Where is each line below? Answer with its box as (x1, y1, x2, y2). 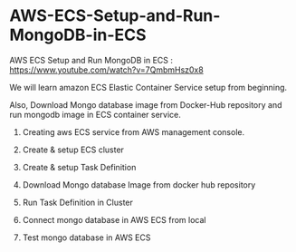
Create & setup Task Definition (22, 161, 137, 172)
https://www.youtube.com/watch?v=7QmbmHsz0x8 (9, 64, 204, 75)
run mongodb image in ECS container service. (9, 109, 181, 120)
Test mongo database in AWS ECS (22, 232, 151, 243)
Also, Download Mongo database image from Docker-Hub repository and (9, 99, 282, 110)
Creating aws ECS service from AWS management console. (22, 126, 245, 137)
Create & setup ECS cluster (22, 144, 125, 155)
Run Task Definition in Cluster (22, 197, 134, 208)
